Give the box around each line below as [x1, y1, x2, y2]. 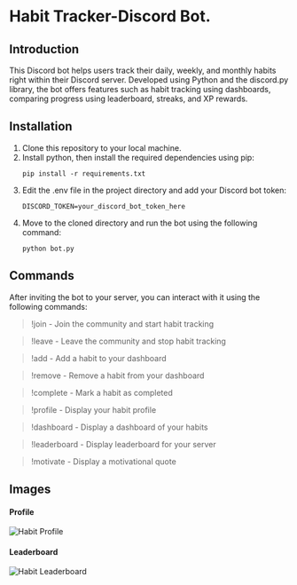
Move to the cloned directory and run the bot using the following [21, 217, 258, 228]
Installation [9, 119, 73, 134]
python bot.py [21, 244, 74, 253]
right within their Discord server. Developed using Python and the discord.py [9, 75, 289, 85]
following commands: [9, 301, 88, 312]
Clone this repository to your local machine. [21, 142, 182, 153]
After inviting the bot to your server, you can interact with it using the [9, 291, 261, 303]
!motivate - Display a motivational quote [30, 455, 177, 467]
